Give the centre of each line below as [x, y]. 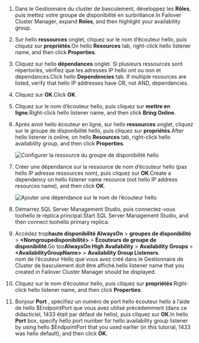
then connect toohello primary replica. [62, 222]
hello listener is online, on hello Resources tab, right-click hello [93, 137]
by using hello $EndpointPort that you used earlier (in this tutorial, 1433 [102, 327]
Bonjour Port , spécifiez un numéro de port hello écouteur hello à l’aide [102, 302]
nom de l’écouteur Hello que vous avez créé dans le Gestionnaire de [99, 259]
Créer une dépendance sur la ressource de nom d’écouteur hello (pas [101, 167]
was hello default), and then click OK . [61, 333]
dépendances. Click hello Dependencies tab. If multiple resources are [101, 77]
